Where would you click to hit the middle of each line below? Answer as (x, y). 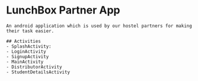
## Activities (24, 41)
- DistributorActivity (34, 67)
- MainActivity (25, 62)
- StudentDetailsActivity (38, 72)
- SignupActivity (28, 56)
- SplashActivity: (29, 46)
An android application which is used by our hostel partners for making (99, 26)
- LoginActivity (26, 51)
